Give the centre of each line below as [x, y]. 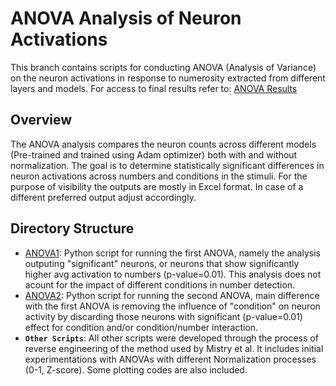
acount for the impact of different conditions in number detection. [160, 284]
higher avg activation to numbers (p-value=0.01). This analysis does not [173, 274]
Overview [41, 120]
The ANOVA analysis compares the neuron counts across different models [163, 144]
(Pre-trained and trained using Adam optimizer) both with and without [154, 154]
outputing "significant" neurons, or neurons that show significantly [162, 263]
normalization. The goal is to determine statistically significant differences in [167, 165]
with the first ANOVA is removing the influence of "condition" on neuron [172, 306]
